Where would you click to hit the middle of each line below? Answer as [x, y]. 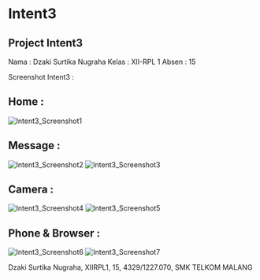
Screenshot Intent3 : [41, 77]
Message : [34, 146]
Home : [26, 102]
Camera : [31, 190]
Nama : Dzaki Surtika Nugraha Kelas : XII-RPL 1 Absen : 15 [102, 62]
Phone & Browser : [54, 233]
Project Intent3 [46, 43]
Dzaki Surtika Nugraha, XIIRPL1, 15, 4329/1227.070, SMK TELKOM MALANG [130, 267]
